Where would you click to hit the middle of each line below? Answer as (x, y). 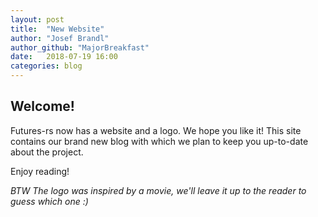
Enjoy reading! (40, 171)
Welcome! (42, 106)
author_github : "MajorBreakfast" (80, 47)
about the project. (47, 152)
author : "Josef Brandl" (60, 38)
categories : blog (46, 66)
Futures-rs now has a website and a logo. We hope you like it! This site (156, 130)
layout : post (37, 19)
